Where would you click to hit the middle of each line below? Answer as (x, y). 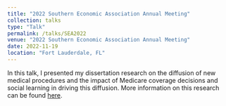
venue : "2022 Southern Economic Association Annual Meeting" (99, 40)
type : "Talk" (26, 27)
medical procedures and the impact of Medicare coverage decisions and (113, 80)
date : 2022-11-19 (33, 46)
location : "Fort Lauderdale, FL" (56, 53)
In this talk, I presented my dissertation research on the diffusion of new (112, 73)
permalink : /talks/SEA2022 (47, 33)
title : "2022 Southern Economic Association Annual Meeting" (99, 14)
